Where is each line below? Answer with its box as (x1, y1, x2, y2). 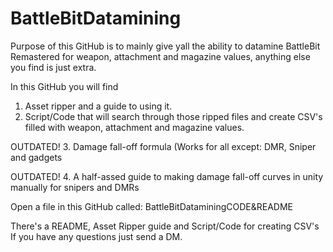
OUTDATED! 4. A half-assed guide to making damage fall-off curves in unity (10, 170, 324, 182)
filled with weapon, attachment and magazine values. (24, 121, 245, 133)
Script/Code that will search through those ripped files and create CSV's (24, 110, 323, 122)
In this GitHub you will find (10, 80, 119, 92)
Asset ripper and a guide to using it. (24, 100, 173, 112)
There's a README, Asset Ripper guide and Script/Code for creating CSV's (10, 220, 320, 232)
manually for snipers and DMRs (10, 181, 140, 193)
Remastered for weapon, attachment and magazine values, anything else (10, 50, 311, 62)
